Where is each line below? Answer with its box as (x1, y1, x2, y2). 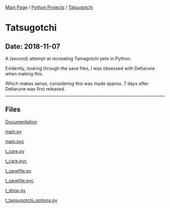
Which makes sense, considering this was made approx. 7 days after (5, 80, 149, 87)
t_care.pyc (5, 158, 27, 164)
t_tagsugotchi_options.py (5, 197, 58, 203)
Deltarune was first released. (5, 86, 66, 92)
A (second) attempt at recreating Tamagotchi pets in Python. (5, 56, 132, 61)
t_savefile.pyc (5, 177, 34, 184)
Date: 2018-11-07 (5, 42, 61, 51)
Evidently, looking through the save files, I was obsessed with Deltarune (5, 65, 155, 71)
